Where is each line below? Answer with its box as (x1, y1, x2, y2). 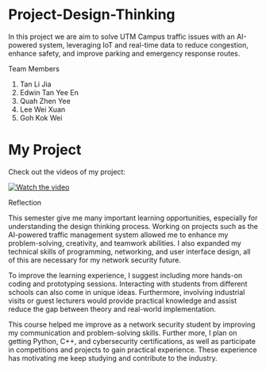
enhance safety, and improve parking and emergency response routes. (8, 48, 241, 58)
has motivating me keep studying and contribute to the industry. (8, 353, 218, 362)
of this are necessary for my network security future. (8, 255, 181, 265)
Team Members (8, 63, 60, 73)
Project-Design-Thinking (8, 6, 175, 24)
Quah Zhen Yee (19, 96, 71, 105)
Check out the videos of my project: (8, 166, 125, 176)
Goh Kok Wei (19, 113, 63, 122)
